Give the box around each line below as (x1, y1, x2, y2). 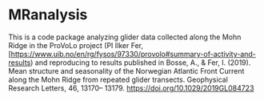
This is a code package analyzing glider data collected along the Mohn (8, 32, 242, 42)
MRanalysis (8, 6, 88, 24)
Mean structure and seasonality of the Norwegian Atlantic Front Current (8, 66, 245, 75)
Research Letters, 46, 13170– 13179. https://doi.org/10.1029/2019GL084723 (8, 83, 254, 93)
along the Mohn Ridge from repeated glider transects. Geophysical (8, 75, 228, 84)
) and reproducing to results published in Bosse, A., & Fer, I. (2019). (30, 58, 251, 67)
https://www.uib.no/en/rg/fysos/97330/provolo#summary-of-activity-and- (10, 49, 256, 59)
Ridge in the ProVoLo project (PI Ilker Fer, (8, 40, 144, 50)
